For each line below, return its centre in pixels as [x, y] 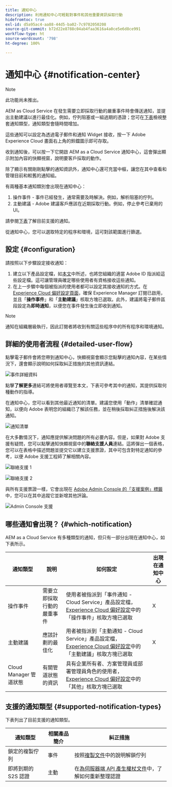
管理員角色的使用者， [97, 671]
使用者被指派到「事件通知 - [99, 594]
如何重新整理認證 [100, 776]
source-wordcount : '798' [32, 39]
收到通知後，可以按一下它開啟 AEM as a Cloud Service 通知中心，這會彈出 [84, 152]
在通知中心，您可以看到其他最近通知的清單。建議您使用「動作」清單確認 [81, 403]
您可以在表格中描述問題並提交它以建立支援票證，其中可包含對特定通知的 [81, 450]
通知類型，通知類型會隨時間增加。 [46, 123]
